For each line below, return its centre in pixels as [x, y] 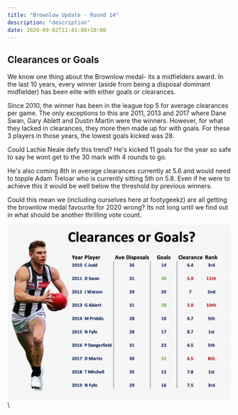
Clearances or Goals [53, 59]
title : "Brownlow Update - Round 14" [63, 15]
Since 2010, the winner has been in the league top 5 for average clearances [118, 106]
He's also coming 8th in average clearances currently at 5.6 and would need [119, 171]
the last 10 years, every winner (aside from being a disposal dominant [109, 85]
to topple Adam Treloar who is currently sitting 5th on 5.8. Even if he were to [119, 178]
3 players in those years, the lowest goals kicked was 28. [91, 136]
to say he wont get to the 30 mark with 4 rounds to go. [87, 157]
